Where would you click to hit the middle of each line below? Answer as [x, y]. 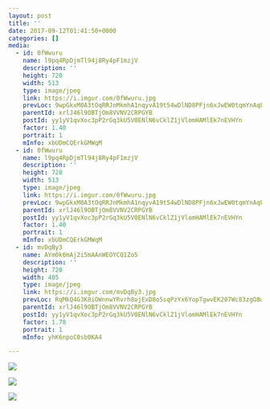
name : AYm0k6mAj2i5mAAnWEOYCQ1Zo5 [80, 255]
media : [19, 46]
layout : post [30, 16]
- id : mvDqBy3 [39, 247]
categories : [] [34, 38]
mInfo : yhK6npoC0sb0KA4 [63, 337]
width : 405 [41, 277]
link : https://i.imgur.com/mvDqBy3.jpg [90, 292]
